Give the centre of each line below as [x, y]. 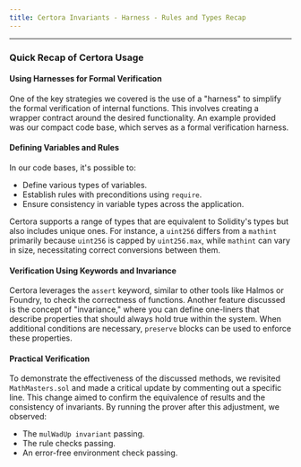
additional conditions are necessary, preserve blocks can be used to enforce [150, 329]
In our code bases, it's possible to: [73, 168]
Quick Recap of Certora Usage [77, 57]
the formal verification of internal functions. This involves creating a [134, 108]
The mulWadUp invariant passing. [83, 434]
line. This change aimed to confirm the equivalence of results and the [138, 398]
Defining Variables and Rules [64, 148]
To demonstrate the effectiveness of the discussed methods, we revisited [145, 378]
